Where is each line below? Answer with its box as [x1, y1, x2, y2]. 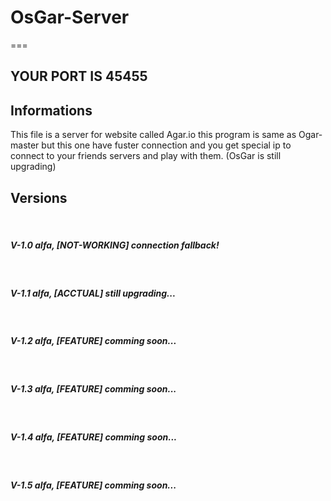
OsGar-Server [10, 6, 130, 29]
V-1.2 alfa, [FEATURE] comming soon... [10, 335, 177, 347]
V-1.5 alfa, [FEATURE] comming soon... [10, 479, 177, 491]
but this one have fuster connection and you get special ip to [41, 139, 292, 151]
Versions [10, 189, 68, 206]
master [10, 139, 40, 151]
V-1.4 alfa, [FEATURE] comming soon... [10, 431, 178, 443]
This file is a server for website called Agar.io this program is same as [10, 129, 297, 141]
